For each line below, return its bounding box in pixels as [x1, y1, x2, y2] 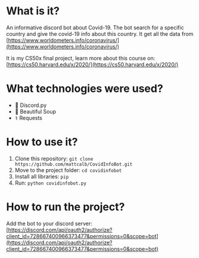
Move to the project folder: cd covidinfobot [14, 166, 122, 174]
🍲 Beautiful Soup [14, 107, 57, 115]
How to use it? [6, 136, 78, 149]
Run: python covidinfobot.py [14, 179, 86, 186]
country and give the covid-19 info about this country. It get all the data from [6, 30, 194, 37]
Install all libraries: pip [14, 173, 69, 180]
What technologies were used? [6, 82, 164, 96]
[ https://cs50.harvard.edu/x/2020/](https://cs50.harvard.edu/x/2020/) [6, 61, 179, 68]
